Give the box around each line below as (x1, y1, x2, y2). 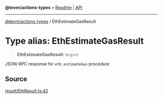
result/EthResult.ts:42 (5, 88, 49, 94)
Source (5, 75, 28, 83)
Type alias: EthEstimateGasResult (5, 35, 144, 47)
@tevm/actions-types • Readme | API (5, 5, 82, 10)
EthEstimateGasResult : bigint (16, 51, 79, 57)
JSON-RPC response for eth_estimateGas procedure (5, 61, 110, 66)
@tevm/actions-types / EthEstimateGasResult (5, 18, 96, 24)
